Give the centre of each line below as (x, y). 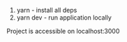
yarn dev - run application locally (64, 17)
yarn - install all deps (47, 10)
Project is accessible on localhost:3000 (63, 31)
